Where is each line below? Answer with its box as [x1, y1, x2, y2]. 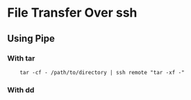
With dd [7, 85, 35, 94]
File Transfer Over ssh [7, 5, 138, 21]
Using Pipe [7, 33, 56, 44]
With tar [7, 53, 35, 63]
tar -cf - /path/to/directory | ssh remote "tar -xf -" [19, 69, 185, 76]
